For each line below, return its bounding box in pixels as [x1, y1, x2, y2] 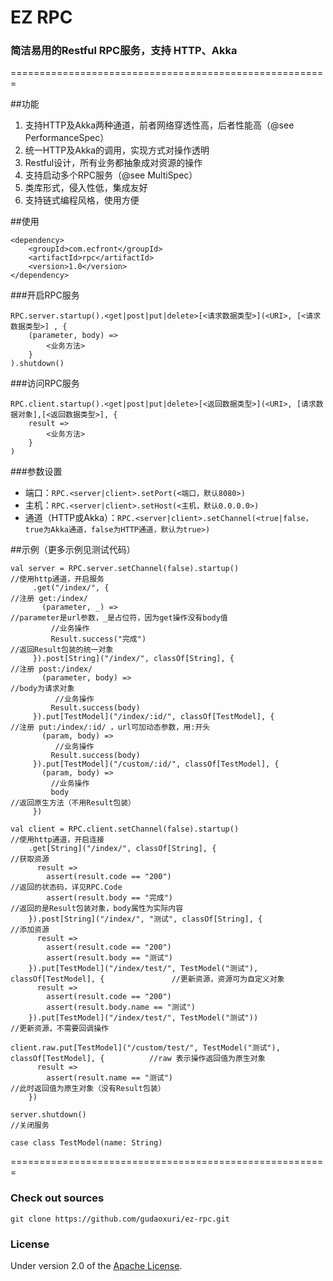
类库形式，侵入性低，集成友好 [24, 182, 148, 194]
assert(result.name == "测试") [46, 1073, 174, 1083]
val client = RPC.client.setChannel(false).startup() [10, 824, 240, 835]
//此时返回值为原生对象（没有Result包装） [10, 1084, 166, 1094]
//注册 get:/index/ [10, 594, 89, 604]
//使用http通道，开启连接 [10, 835, 105, 845]
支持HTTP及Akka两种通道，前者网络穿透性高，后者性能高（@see [24, 119, 295, 131]
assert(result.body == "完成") [46, 893, 174, 903]
